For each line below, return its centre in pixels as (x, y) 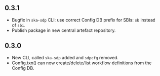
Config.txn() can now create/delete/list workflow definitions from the (81, 63)
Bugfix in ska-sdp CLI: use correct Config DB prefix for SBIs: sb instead (84, 20)
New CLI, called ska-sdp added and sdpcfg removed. (65, 57)
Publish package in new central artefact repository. (64, 30)
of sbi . (19, 25)
